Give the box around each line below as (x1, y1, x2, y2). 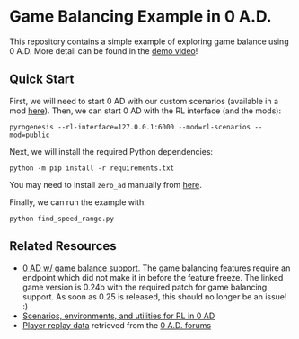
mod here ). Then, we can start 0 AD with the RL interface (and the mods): (9, 105, 281, 116)
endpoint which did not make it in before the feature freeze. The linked (22, 272, 284, 282)
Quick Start (9, 72, 75, 87)
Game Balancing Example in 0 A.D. (9, 6, 272, 27)
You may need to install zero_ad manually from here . (9, 179, 202, 190)
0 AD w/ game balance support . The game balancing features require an (22, 263, 291, 273)
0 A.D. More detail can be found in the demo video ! (9, 45, 198, 56)
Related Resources (9, 238, 117, 254)
